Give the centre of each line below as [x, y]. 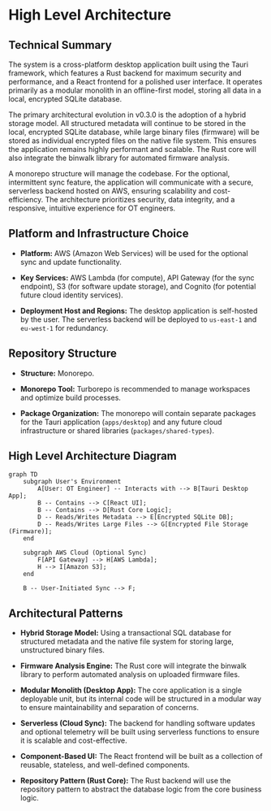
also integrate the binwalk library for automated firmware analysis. [119, 158]
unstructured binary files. [62, 650]
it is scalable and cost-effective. [73, 740]
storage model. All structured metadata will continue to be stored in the [127, 123]
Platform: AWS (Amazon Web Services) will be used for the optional [134, 253]
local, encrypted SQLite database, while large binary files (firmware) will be [134, 132]
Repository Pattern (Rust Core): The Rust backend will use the [125, 781]
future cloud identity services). [71, 295]
